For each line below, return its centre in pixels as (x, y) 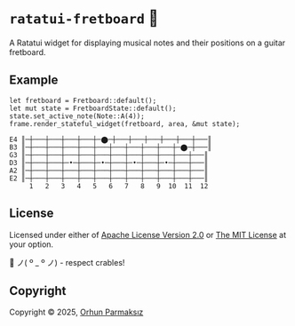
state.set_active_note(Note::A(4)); (77, 116)
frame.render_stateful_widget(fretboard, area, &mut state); (125, 123)
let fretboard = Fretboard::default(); (83, 100)
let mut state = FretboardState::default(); (93, 108)
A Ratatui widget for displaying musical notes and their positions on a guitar (147, 43)
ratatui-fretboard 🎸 (84, 18)
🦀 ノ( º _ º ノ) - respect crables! (67, 262)
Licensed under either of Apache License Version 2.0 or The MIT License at (148, 235)
